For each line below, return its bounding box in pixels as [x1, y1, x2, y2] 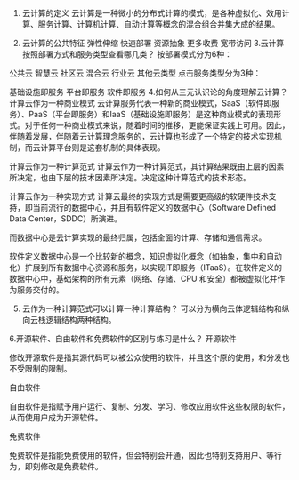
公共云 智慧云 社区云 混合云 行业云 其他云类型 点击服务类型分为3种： [9, 68, 262, 78]
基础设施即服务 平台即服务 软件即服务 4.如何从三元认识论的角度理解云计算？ [9, 87, 288, 97]
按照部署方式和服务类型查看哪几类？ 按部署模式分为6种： [21, 49, 233, 60]
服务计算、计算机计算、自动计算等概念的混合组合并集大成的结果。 [37, 19, 280, 29]
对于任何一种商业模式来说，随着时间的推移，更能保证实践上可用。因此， [24, 120, 290, 131]
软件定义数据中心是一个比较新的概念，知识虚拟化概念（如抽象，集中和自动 [9, 252, 282, 261]
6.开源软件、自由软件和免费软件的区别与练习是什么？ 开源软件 [9, 333, 238, 344]
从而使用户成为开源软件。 [9, 412, 103, 422]
